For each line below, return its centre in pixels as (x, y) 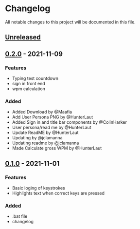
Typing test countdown (35, 78)
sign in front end (28, 84)
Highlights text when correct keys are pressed (58, 193)
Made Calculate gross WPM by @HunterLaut (57, 148)
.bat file (20, 216)
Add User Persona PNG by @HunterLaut (52, 117)
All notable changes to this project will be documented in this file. (70, 22)
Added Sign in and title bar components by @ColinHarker (70, 122)
